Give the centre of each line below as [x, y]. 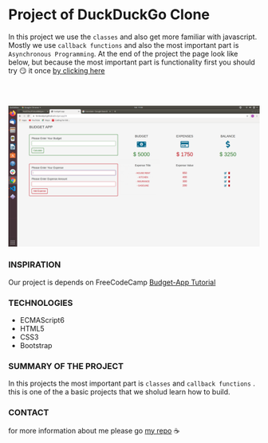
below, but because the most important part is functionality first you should [132, 62]
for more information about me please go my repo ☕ [94, 430]
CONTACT [29, 413]
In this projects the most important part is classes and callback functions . [132, 383]
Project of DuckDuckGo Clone [109, 15]
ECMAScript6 [42, 320]
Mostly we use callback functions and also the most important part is [124, 45]
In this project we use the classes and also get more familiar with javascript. [133, 37]
